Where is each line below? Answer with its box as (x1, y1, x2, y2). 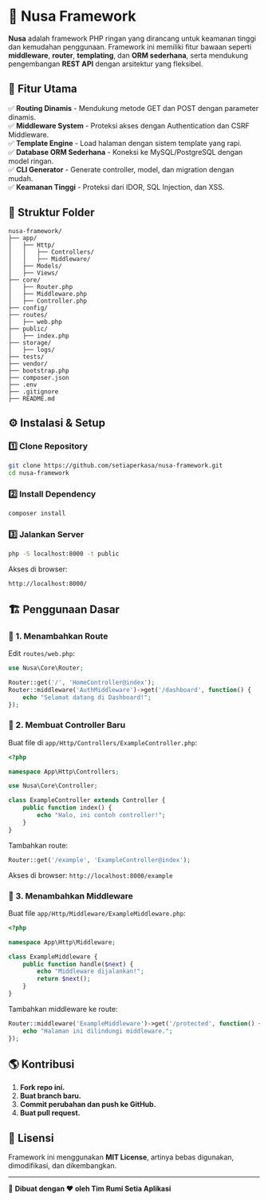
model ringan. (8, 156, 54, 166)
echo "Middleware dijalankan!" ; (37, 967, 145, 976)
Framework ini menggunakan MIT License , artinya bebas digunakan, (8, 1152, 235, 1162)
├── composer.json (8, 373, 69, 381)
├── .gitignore (8, 387, 59, 396)
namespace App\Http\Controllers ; (8, 768, 120, 776)
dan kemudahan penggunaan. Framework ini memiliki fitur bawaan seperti (8, 41, 252, 51)
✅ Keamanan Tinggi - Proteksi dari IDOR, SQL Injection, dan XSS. (8, 182, 225, 192)
